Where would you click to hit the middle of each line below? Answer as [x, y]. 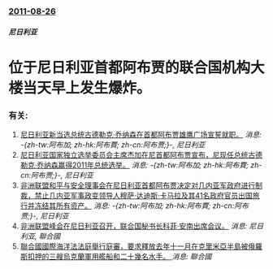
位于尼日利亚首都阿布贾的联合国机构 [130, 67]
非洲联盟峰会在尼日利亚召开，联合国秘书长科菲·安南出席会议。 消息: [134, 226]
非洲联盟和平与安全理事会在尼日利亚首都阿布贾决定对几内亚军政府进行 [138, 185]
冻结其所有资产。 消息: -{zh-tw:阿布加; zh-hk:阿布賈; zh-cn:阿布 [142, 206]
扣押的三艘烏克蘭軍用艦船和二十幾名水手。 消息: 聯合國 [119, 256]
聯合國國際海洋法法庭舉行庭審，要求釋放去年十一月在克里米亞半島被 [134, 246]
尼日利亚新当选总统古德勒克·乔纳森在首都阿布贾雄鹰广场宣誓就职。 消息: [141, 134]
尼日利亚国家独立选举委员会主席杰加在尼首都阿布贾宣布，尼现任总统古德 [141, 155]
